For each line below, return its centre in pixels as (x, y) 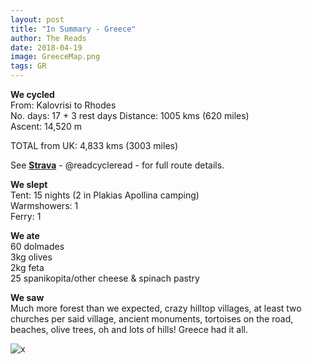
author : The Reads (48, 38)
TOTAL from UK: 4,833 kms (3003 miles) (94, 145)
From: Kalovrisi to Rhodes (63, 105)
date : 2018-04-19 (46, 47)
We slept (29, 184)
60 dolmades (37, 246)
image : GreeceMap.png (55, 57)
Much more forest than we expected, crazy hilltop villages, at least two (156, 308)
